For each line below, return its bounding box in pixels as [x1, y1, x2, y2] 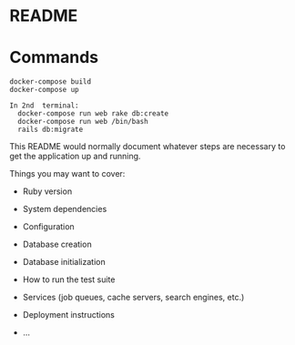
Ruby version [22, 186, 73, 197]
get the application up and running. [9, 151, 141, 162]
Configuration [22, 221, 75, 232]
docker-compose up [9, 86, 79, 95]
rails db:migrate [17, 125, 84, 135]
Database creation [22, 238, 93, 250]
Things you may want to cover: [9, 168, 126, 179]
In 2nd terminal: [9, 101, 79, 110]
